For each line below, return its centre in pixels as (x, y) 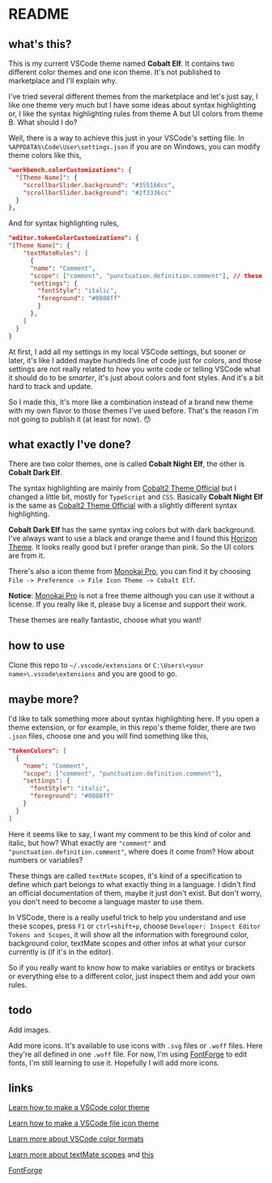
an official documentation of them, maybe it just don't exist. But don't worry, (135, 893)
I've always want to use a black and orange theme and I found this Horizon (133, 538)
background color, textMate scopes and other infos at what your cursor (127, 943)
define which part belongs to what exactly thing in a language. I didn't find (132, 884)
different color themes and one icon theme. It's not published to (115, 72)
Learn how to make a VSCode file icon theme (84, 1123)
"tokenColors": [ (38, 751)
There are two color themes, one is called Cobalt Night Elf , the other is (127, 464)
